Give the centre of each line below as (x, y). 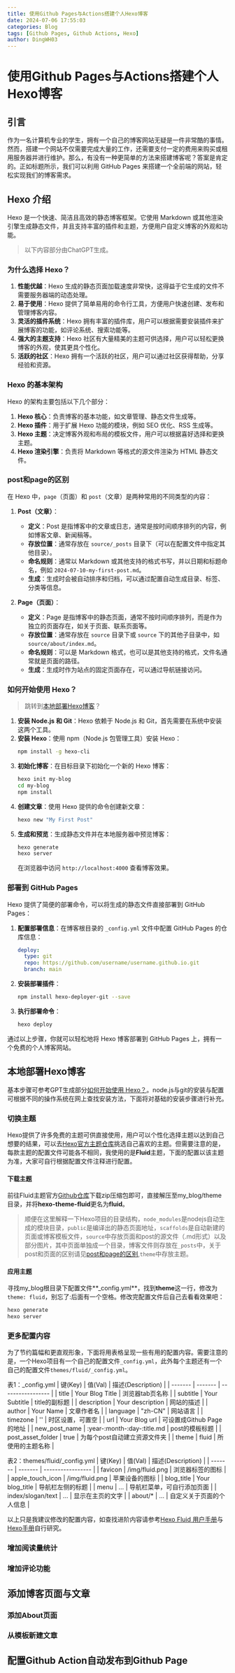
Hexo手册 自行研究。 (36, 1528)
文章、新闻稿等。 (71, 535)
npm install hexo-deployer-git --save (74, 997)
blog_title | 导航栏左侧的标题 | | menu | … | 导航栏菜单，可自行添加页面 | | (112, 1487)
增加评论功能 (29, 1569)
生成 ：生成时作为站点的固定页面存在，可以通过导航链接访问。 (117, 670)
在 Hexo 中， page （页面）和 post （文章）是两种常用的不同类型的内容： (109, 496)
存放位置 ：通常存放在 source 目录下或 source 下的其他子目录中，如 (124, 635)
